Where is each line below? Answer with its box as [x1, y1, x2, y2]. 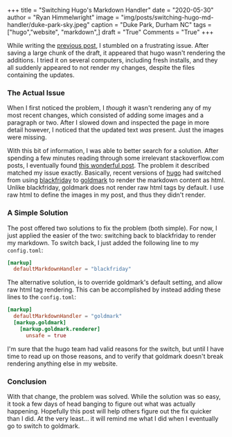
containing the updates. [7, 71, 75, 79]
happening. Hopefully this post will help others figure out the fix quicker [7, 407, 212, 416]
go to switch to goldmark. [7, 422, 80, 430]
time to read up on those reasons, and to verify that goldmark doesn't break [7, 352, 224, 360]
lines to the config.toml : [7, 293, 77, 301]
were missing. [7, 133, 47, 141]
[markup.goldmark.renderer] [19, 325, 100, 332]
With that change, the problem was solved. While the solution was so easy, [7, 393, 221, 401]
